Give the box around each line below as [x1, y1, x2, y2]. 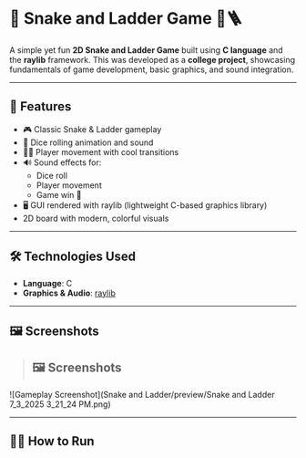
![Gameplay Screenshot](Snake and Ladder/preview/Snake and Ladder [9, 389, 275, 400]
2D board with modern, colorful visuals [22, 213, 169, 224]
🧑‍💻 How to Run [9, 433, 95, 449]
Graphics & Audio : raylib [22, 287, 116, 298]
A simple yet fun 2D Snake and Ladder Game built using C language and [9, 44, 284, 56]
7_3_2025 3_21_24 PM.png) [9, 399, 111, 410]
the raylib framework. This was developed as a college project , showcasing [9, 54, 296, 65]
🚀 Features [9, 99, 72, 115]
